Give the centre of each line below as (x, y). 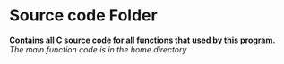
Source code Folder (84, 16)
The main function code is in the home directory (98, 49)
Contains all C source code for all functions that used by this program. (142, 40)
